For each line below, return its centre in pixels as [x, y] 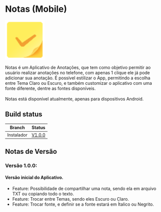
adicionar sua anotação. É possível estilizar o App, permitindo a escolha [78, 78]
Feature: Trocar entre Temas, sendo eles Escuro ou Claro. [70, 199]
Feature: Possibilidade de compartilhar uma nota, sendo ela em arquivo [84, 188]
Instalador [17, 135]
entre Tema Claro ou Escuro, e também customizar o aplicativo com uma [79, 83]
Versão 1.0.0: [21, 166]
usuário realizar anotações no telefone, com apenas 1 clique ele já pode [78, 72]
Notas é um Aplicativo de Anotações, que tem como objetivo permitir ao [78, 67]
